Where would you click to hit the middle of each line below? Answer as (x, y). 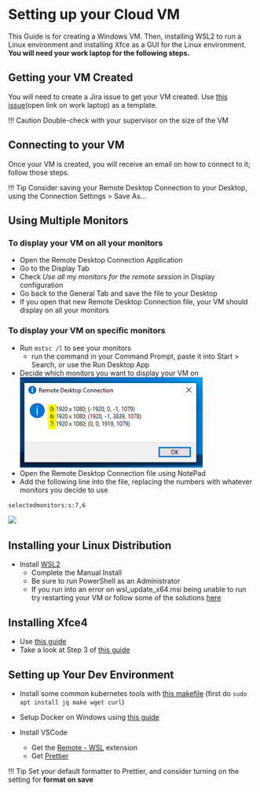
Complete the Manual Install (77, 573)
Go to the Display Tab (55, 268)
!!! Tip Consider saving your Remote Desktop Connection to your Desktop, (128, 187)
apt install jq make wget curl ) (72, 702)
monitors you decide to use (64, 490)
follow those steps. (39, 172)
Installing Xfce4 (48, 623)
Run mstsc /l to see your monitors (75, 348)
